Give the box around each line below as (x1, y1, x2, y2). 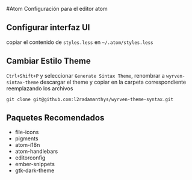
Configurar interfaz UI (6, 22, 90, 33)
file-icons (14, 129, 39, 136)
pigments (14, 135, 39, 142)
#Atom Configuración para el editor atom (6, 5, 108, 12)
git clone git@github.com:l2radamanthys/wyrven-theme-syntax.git (6, 96, 173, 102)
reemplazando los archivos (6, 84, 73, 92)
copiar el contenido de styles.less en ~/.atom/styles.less (6, 39, 153, 46)
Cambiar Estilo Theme (6, 56, 91, 66)
